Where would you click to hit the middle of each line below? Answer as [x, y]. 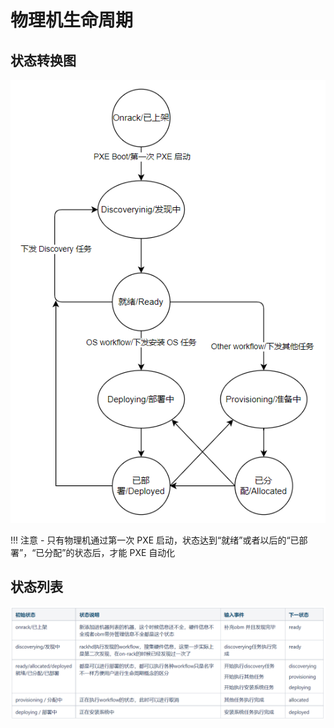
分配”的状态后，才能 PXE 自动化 [110, 552]
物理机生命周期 [72, 20]
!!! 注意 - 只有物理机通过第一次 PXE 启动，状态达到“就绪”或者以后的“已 [155, 540]
